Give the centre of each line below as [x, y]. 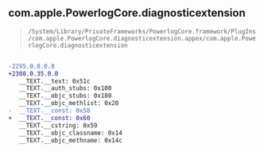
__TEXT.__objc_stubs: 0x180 [65, 96]
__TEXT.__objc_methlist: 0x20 [69, 103]
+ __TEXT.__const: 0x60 [49, 118]
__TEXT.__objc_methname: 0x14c [71, 140]
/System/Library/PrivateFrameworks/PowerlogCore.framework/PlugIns [142, 31]
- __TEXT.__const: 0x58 [49, 111]
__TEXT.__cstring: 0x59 [58, 125]
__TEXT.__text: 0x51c [54, 81]
